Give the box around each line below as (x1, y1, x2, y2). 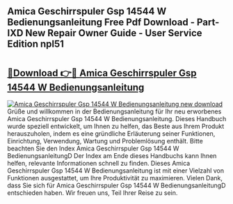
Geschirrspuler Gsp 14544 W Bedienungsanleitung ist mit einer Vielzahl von (7, 166, 225, 175)
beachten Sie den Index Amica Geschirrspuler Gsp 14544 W (7, 144, 179, 152)
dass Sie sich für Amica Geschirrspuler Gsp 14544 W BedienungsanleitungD (7, 181, 226, 189)
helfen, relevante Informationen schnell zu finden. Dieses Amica (7, 159, 191, 167)
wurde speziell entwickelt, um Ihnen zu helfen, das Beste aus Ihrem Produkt (7, 122, 225, 130)
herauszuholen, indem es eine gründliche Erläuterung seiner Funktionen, (7, 130, 216, 138)
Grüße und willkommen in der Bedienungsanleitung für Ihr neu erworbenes (7, 107, 222, 116)
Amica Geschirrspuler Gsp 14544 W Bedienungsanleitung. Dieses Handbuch (7, 115, 227, 123)
